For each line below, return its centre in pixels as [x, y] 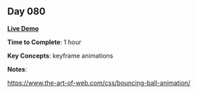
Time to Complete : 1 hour [45, 42]
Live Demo [23, 28]
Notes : [17, 69]
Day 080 [26, 12]
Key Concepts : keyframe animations [60, 55]
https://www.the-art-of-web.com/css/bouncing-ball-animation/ [99, 83]
